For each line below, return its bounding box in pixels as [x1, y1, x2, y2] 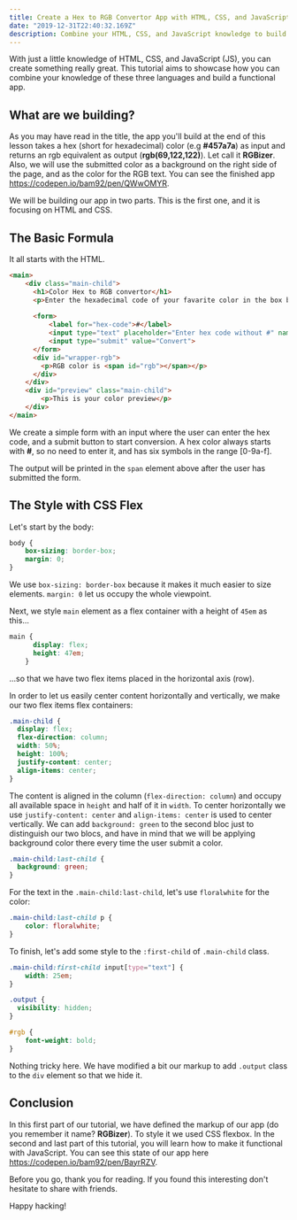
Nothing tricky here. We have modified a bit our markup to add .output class [9, 1060, 288, 1071]
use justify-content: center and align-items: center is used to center [9, 809, 272, 820]
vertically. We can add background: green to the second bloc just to [9, 818, 255, 829]
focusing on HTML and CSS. [9, 205, 113, 215]
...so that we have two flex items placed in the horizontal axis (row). [9, 673, 255, 683]
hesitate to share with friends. [9, 1183, 118, 1193]
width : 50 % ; [17, 741, 62, 751]
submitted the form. [9, 472, 81, 483]
